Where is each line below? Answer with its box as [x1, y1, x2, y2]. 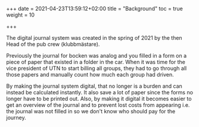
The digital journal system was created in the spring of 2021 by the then [6, 34, 183, 41]
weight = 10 [6, 11, 35, 18]
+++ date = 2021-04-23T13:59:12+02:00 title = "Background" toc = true [6, 5, 183, 12]
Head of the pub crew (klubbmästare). [6, 41, 100, 47]
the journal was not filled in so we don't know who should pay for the [6, 108, 176, 115]
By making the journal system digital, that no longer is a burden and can [6, 82, 183, 90]
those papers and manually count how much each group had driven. [6, 71, 174, 78]
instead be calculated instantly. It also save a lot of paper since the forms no [6, 89, 194, 96]
